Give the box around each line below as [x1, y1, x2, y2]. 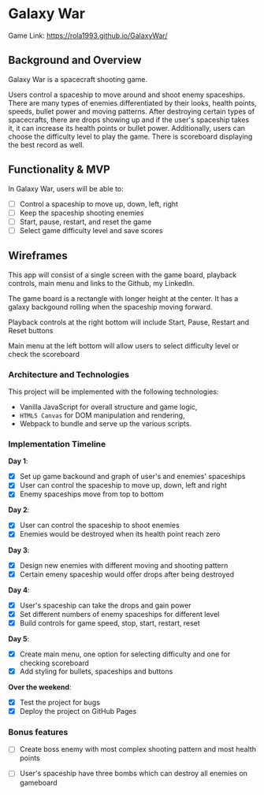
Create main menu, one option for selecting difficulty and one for [19, 649, 231, 659]
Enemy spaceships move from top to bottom [19, 489, 164, 499]
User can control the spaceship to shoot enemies [19, 521, 180, 530]
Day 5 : [8, 633, 30, 643]
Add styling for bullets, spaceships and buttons [19, 667, 173, 676]
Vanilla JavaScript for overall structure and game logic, [19, 402, 198, 411]
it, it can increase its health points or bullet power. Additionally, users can [8, 123, 246, 132]
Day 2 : [8, 505, 30, 515]
